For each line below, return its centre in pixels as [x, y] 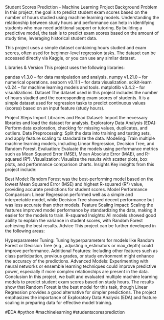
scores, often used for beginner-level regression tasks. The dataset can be [80, 53]
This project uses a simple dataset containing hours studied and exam [76, 48]
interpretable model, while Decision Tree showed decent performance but [80, 200]
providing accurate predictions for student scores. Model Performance [76, 189]
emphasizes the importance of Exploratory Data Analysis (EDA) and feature [81, 297]
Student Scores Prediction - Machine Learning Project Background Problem [81, 7]
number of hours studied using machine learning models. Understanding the [82, 17]
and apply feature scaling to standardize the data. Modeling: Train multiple [80, 138]
